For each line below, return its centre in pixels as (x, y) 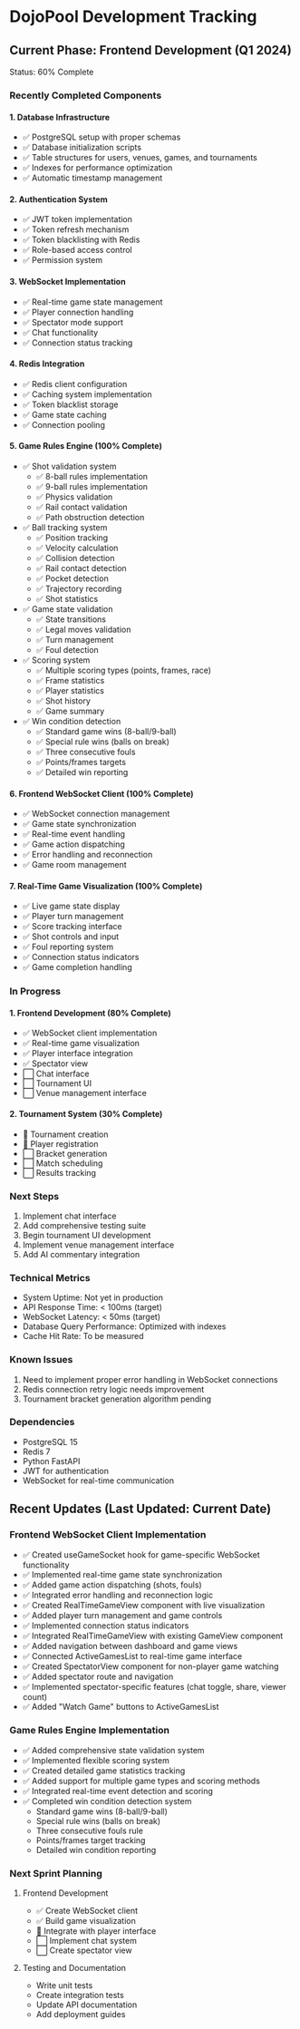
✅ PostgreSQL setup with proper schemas (102, 137)
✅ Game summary (70, 711)
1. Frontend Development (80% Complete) (91, 1013)
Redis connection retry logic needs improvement (113, 1389)
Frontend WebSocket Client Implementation (108, 1535)
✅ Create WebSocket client (87, 1911)
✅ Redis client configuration (75, 383)
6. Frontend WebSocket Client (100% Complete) (102, 793)
